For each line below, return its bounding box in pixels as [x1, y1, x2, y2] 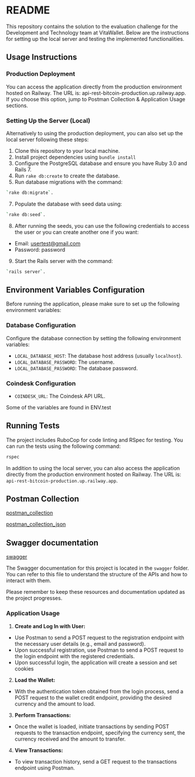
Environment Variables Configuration [6, 285, 145, 295]
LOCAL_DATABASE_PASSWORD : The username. [14, 358, 115, 365]
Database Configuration [6, 321, 76, 330]
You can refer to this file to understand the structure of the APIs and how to [6, 571, 187, 578]
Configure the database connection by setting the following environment [6, 334, 182, 341]
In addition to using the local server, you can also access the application [6, 464, 180, 471]
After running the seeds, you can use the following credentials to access [14, 222, 190, 229]
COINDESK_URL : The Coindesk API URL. [14, 392, 105, 399]
